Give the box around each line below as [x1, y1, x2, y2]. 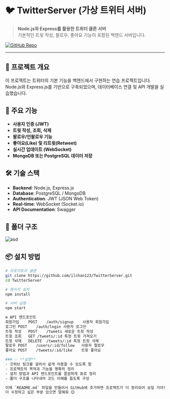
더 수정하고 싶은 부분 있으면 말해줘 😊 [5, 390, 75, 395]
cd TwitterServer [5, 278, 42, 283]
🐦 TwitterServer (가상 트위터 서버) [5, 5, 147, 16]
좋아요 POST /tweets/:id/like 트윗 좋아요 [5, 348, 101, 353]
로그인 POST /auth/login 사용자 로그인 [5, 324, 87, 329]
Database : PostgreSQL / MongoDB [12, 190, 86, 196]
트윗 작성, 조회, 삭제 [12, 127, 52, 133]
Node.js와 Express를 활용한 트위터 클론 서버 [17, 25, 106, 32]
